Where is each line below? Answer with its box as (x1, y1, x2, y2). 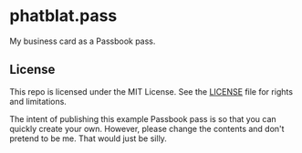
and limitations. (9, 96, 67, 107)
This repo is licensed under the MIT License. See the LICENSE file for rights (9, 86, 294, 97)
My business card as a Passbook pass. (9, 36, 156, 46)
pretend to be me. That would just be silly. (9, 133, 167, 144)
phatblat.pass (9, 5, 118, 26)
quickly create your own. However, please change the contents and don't (9, 123, 285, 134)
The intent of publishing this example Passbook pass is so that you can (9, 113, 276, 124)
